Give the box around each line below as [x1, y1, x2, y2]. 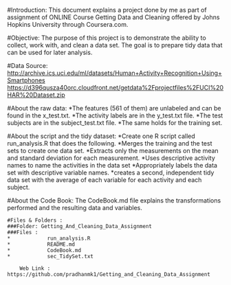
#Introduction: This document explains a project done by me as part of [7, 6, 208, 14]
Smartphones [7, 76, 46, 84]
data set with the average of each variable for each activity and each [7, 176, 202, 184]
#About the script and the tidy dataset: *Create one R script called [7, 132, 196, 140]
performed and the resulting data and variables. [7, 204, 143, 212]
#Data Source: [7, 62, 48, 69]
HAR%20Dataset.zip [7, 91, 65, 99]
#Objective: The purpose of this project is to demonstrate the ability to [7, 34, 206, 42]
